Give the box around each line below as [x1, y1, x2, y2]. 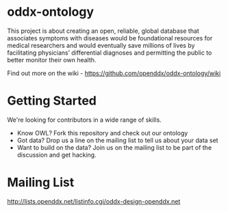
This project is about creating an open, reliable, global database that [7, 27, 200, 35]
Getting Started [7, 93, 97, 109]
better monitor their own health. [7, 55, 97, 64]
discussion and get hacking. [16, 150, 97, 159]
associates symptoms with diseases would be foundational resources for [7, 34, 213, 42]
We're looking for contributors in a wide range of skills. [7, 116, 162, 124]
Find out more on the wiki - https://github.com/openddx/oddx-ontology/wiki [7, 69, 221, 77]
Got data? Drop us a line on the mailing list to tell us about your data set [16, 136, 218, 144]
